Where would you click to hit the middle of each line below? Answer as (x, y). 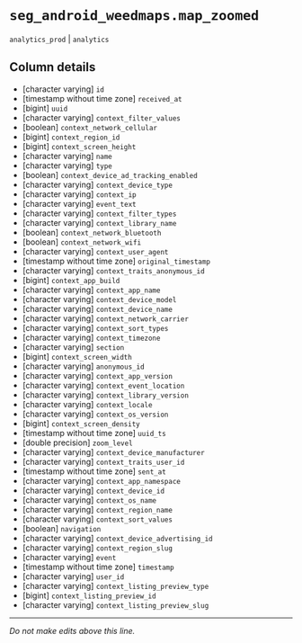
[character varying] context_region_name (98, 509)
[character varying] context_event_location (103, 385)
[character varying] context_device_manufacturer (113, 451)
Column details (53, 67)
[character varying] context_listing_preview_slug (115, 604)
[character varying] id (63, 89)
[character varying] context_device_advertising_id (117, 538)
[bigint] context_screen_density (81, 423)
